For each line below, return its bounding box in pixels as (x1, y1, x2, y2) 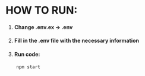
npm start (16, 64, 41, 70)
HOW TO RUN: (5, 4, 78, 17)
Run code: (14, 50, 40, 58)
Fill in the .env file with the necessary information (14, 37, 140, 45)
